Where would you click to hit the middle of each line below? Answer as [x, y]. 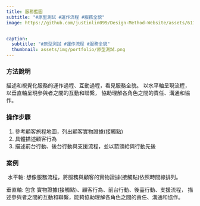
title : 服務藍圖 [24, 12]
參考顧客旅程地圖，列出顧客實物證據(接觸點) [69, 131]
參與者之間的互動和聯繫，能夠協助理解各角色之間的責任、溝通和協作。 [97, 197]
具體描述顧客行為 [36, 139]
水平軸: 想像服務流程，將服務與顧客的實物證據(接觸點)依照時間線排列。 [94, 177]
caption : [17, 39]
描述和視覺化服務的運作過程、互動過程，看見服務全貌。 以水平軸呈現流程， [98, 85]
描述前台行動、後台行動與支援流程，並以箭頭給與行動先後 [85, 146]
